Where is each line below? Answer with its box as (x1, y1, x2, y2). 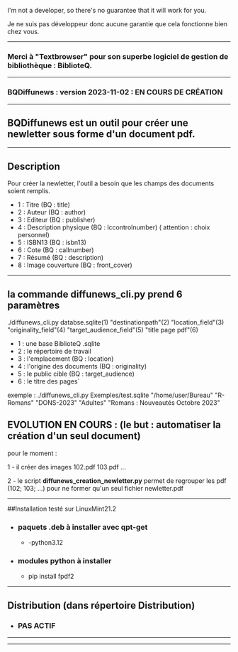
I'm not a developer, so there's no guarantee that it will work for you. (7, 6, 207, 14)
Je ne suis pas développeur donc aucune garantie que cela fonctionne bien (7, 20, 228, 28)
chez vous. (7, 28, 40, 36)
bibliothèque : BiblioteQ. (7, 60, 92, 70)
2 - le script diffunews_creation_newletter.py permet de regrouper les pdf (7, 476, 227, 485)
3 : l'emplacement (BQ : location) (17, 354, 114, 363)
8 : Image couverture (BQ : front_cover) (17, 261, 132, 269)
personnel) (17, 231, 50, 239)
